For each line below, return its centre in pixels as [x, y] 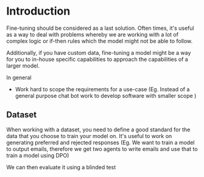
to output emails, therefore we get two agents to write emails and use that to [102, 149]
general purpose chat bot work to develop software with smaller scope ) [106, 95]
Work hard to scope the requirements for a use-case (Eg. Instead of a [102, 89]
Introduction [38, 11]
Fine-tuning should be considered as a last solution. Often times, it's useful [100, 28]
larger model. [23, 66]
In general [19, 77]
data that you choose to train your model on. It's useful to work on [89, 136]
